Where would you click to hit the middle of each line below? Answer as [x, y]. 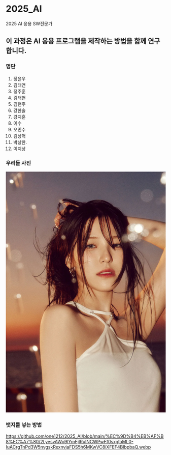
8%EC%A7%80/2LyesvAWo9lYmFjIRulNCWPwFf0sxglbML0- [70, 441]
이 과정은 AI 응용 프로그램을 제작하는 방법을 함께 [76, 41]
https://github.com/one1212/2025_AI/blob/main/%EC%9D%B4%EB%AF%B [85, 436]
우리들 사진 [19, 163]
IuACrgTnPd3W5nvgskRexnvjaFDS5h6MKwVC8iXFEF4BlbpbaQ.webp [78, 447]
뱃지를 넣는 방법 [24, 424]
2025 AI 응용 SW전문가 [29, 23]
